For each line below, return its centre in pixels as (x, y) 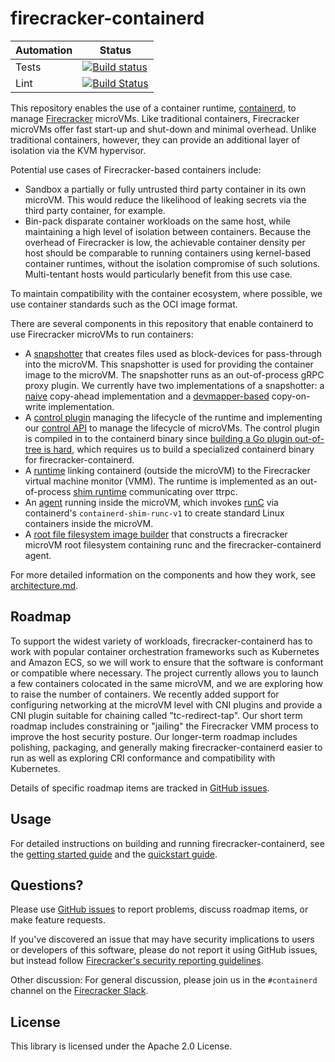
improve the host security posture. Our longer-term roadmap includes (154, 736)
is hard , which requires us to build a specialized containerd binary (179, 449)
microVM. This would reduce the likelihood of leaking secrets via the (165, 199)
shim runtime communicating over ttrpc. (155, 491)
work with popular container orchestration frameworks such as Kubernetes (165, 651)
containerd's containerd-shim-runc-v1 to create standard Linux (154, 513)
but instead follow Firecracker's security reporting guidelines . (137, 961)
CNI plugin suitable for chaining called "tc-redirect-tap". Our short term (156, 715)
